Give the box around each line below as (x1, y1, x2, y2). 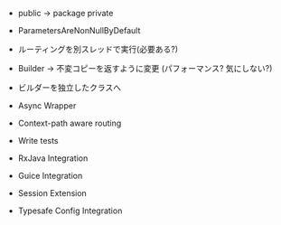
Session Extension (17, 188, 88, 198)
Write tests (17, 136, 59, 145)
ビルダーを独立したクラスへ (17, 82, 122, 93)
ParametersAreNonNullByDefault (17, 25, 141, 35)
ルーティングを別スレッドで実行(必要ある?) (17, 44, 179, 54)
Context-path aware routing (17, 117, 122, 128)
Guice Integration (17, 171, 83, 181)
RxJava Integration (17, 153, 89, 164)
